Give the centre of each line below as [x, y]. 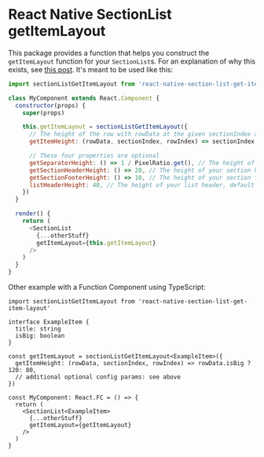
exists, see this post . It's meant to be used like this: [91, 69]
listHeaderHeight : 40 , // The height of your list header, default [142, 185]
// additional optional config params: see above [98, 377]
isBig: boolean [40, 336]
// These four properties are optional [94, 156]
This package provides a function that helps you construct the [109, 53]
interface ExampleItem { [49, 322]
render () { [33, 214]
